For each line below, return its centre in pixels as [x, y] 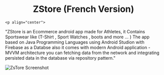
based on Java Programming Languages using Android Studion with [75, 42]
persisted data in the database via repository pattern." [60, 58]
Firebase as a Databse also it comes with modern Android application [76, 47]
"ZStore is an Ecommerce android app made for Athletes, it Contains [75, 31]
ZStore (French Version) [83, 9]
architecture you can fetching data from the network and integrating [90, 53]
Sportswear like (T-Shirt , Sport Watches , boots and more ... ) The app [78, 37]
